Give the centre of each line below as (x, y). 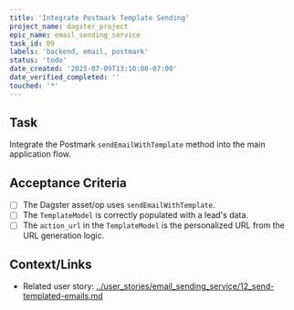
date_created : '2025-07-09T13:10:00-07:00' (94, 69)
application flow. (40, 154)
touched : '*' (34, 86)
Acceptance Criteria (68, 183)
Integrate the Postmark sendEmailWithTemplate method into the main (137, 145)
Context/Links (51, 264)
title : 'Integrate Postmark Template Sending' (100, 18)
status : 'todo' (38, 60)
